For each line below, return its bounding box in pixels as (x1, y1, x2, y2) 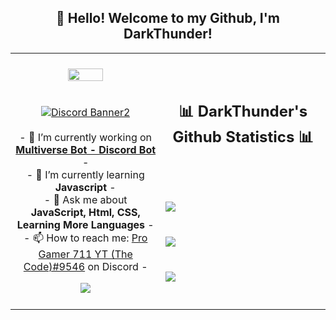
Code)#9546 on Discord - (23, 260, 148, 274)
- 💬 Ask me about (43, 193, 128, 207)
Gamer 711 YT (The (38, 247, 133, 261)
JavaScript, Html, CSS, (30, 206, 141, 220)
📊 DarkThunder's (178, 102, 308, 121)
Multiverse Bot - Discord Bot (15, 143, 157, 157)
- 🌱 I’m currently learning (26, 168, 145, 182)
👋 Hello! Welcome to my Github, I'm (56, 10, 280, 27)
